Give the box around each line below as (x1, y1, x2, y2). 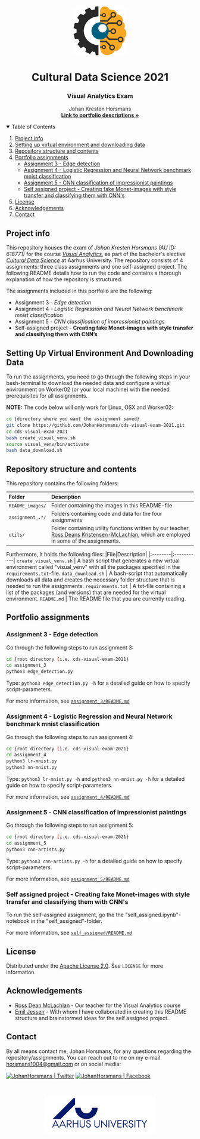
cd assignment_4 (6, 752, 46, 758)
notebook (6, 918, 30, 925)
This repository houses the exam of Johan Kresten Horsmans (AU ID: (6, 244, 176, 251)
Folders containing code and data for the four (51, 510, 162, 518)
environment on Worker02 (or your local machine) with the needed (6, 386, 170, 393)
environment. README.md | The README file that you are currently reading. (6, 595, 186, 602)
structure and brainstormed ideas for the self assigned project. (14, 1014, 169, 1021)
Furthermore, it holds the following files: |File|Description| (6, 550, 148, 558)
